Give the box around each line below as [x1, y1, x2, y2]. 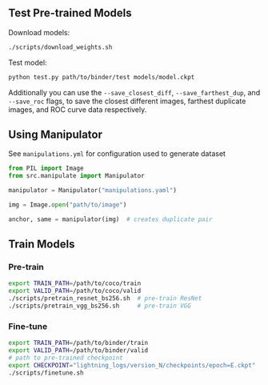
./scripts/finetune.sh [8, 368, 84, 377]
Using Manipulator [8, 127, 102, 141]
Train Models [8, 238, 75, 251]
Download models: [8, 27, 70, 37]
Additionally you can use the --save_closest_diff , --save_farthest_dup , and [8, 87, 261, 97]
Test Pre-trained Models [8, 6, 132, 20]
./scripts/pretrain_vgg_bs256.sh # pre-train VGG [8, 302, 192, 311]
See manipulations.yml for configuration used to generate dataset [8, 149, 226, 158]
